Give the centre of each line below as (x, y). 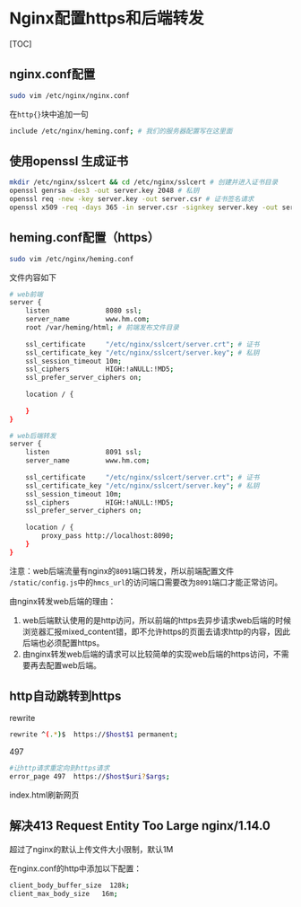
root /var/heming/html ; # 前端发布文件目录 (102, 328)
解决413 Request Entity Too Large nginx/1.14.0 (140, 826)
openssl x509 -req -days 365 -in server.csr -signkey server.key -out (144, 207)
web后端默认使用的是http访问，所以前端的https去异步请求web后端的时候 (157, 620)
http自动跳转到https (65, 696)
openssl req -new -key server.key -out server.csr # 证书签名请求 (132, 199)
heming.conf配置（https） (84, 238)
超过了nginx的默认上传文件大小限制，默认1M (91, 849)
